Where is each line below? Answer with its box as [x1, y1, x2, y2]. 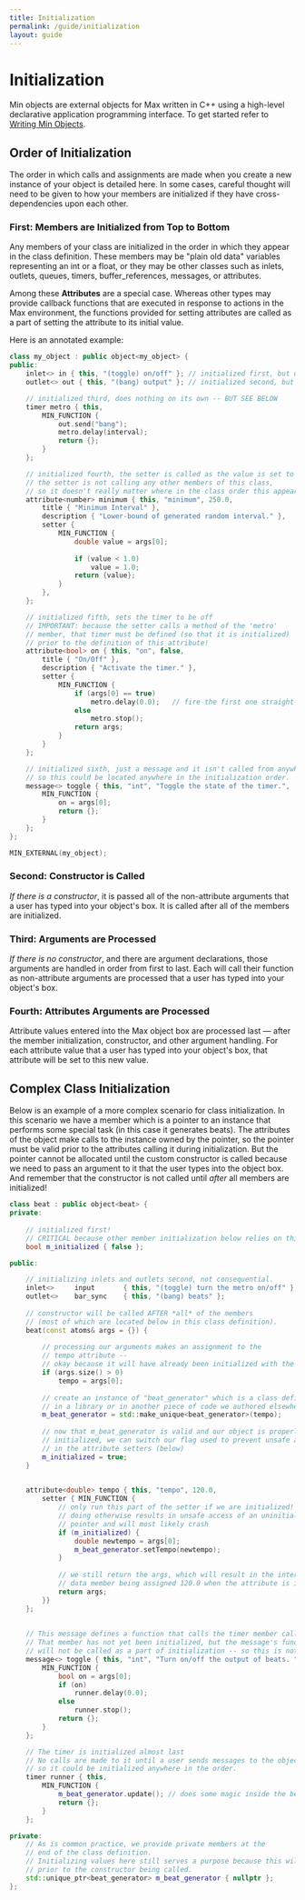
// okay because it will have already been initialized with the [42, 1360, 295, 1369]
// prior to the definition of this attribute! [25, 638, 209, 647]
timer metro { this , [25, 402, 103, 412]
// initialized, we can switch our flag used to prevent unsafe [42, 1435, 290, 1445]
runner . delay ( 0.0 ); [74, 1688, 148, 1698]
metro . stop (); [90, 715, 144, 724]
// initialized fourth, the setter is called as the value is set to [25, 469, 295, 478]
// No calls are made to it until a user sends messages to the [25, 1755, 274, 1765]
